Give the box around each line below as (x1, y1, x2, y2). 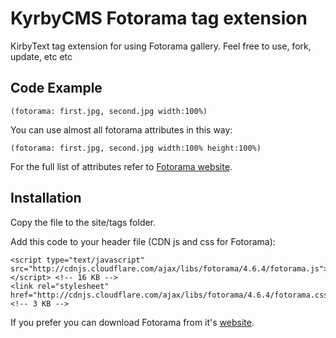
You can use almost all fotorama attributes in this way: (10, 123, 233, 136)
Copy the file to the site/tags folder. (10, 216, 157, 228)
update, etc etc (10, 50, 73, 62)
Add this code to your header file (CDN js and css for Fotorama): (10, 235, 276, 247)
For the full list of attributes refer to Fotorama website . (10, 160, 233, 172)
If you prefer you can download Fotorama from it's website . (10, 316, 255, 328)
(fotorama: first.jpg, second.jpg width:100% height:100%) (10, 143, 262, 153)
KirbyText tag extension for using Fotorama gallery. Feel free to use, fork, (10, 40, 312, 52)
